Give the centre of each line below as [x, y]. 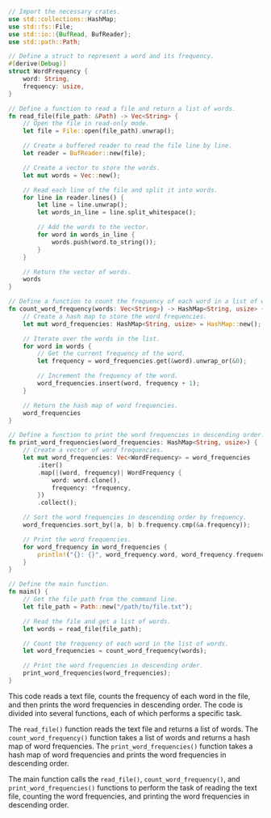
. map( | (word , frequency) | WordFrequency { [110, 473]
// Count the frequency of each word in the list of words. [126, 643]
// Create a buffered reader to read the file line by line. [127, 146]
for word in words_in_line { [86, 235]
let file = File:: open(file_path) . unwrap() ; [99, 131]
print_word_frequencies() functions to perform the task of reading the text [133, 787]
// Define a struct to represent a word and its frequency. [112, 57]
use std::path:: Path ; [45, 42]
